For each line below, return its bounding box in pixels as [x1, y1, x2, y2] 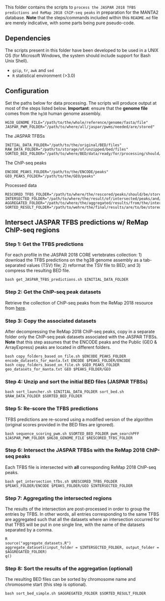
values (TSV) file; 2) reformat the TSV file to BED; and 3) [27, 263, 141, 268]
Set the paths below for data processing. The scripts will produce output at [5, 100, 157, 106]
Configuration [5, 87, 49, 95]
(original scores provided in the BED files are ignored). [5, 421, 115, 427]
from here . [5, 305, 27, 311]
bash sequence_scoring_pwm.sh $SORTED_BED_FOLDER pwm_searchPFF [5, 431, 139, 436]
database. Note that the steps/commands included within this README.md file [5, 15, 158, 20]
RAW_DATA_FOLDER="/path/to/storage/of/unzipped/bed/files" [5, 147, 129, 152]
